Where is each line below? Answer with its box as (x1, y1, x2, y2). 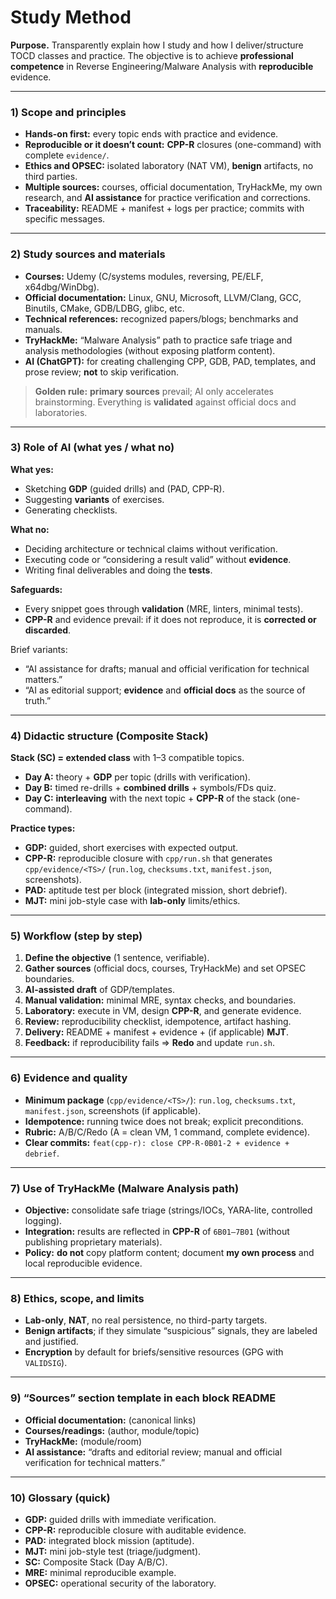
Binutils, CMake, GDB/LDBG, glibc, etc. (24, 302, 185, 314)
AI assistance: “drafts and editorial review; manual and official (24, 1446, 283, 1458)
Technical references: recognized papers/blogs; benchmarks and (24, 312, 299, 325)
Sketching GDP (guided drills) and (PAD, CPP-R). (24, 482, 225, 495)
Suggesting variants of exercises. (24, 493, 165, 505)
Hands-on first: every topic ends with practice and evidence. (24, 128, 279, 140)
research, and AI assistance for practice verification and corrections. (24, 192, 311, 204)
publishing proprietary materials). (24, 1236, 163, 1248)
